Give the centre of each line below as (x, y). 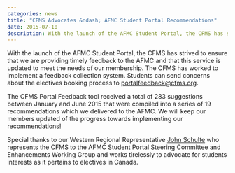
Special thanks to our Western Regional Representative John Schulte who (113, 140)
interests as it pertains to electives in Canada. (73, 162)
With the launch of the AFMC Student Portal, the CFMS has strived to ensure (117, 53)
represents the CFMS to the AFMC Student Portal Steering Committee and (114, 147)
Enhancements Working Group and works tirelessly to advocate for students (117, 155)
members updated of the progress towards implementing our (95, 119)
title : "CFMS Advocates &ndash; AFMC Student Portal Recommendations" (112, 20)
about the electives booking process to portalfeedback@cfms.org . (103, 83)
